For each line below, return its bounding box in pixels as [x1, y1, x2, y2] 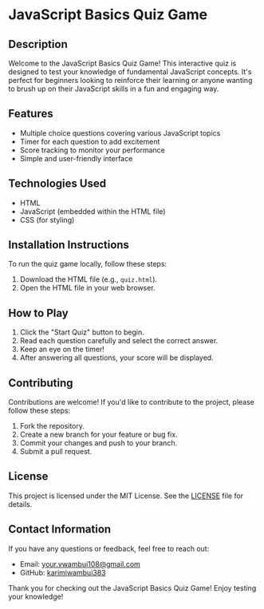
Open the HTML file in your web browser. [19, 283, 156, 293]
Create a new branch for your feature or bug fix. [19, 429, 178, 440]
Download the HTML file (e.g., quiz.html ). [19, 275, 158, 284]
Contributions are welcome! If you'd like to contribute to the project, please [8, 397, 255, 407]
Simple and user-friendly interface [19, 153, 133, 163]
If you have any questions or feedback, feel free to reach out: [8, 544, 210, 553]
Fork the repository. [19, 421, 85, 431]
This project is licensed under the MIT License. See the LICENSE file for [8, 491, 244, 500]
